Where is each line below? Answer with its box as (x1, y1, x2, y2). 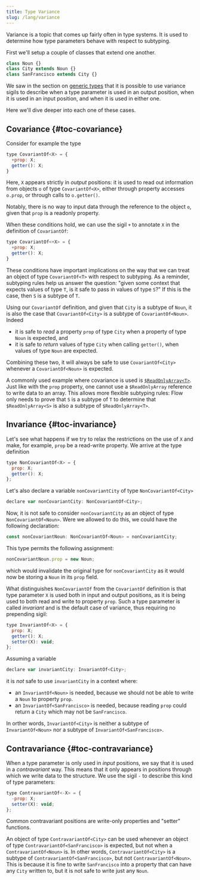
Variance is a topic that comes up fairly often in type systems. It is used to (6, 31, 188, 38)
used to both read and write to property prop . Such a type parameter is (6, 597, 180, 605)
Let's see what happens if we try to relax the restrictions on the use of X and (6, 435, 194, 442)
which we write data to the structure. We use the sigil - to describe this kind (6, 772, 193, 779)
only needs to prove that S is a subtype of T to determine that (6, 396, 156, 403)
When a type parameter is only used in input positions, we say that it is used (6, 759, 194, 766)
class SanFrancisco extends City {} (6, 71, 97, 78)
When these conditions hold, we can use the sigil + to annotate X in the (6, 221, 180, 228)
